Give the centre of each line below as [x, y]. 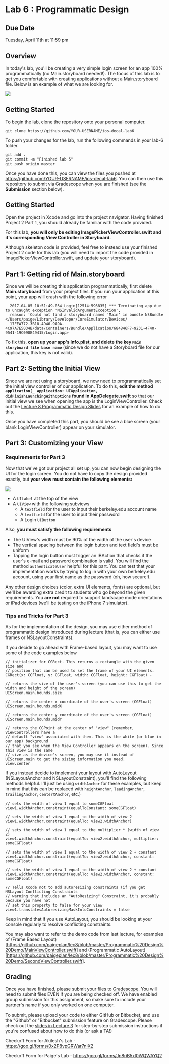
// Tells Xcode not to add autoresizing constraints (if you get [75, 888]
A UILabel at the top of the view [45, 498]
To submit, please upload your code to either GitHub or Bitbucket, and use [82, 1015]
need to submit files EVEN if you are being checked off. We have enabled [81, 994]
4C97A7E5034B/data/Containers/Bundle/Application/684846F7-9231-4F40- [81, 328]
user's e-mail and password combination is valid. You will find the [81, 561]
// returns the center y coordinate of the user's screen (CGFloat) [79, 715]
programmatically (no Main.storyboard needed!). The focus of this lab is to [83, 73]
